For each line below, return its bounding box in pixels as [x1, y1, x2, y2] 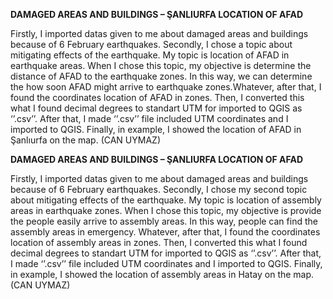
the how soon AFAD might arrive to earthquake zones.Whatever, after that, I [10, 81, 322, 93]
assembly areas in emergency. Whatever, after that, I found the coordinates [10, 226, 321, 238]
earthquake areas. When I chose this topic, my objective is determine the [10, 60, 312, 71]
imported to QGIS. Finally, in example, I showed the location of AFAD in [10, 124, 302, 135]
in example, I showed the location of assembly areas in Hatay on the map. [10, 269, 315, 280]
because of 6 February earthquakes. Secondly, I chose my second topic [10, 184, 308, 195]
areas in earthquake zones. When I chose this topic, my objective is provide [10, 205, 322, 216]
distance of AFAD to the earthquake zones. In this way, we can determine [10, 70, 313, 82]
